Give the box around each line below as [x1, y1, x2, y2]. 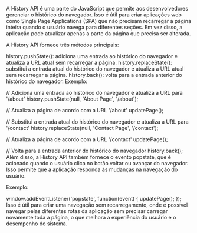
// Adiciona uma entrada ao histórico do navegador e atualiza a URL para [6, 89, 183, 96]
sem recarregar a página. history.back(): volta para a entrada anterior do [6, 72, 182, 78]
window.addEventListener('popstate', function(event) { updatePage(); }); [6, 195, 182, 202]
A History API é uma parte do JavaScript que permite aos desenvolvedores [6, 5, 189, 12]
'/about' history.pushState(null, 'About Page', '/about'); [6, 95, 139, 102]
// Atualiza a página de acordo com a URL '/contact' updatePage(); [6, 136, 168, 143]
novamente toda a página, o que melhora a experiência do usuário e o [6, 214, 176, 221]
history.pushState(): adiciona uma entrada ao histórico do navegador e [6, 53, 178, 59]
